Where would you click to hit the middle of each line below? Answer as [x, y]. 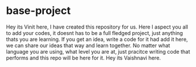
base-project [39, 11]
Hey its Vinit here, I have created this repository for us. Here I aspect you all [97, 27]
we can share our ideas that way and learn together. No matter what [88, 45]
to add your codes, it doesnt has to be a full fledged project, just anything [94, 33]
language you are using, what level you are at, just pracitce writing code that [98, 51]
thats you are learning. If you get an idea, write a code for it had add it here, [97, 39]
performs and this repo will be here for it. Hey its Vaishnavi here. [83, 58]
